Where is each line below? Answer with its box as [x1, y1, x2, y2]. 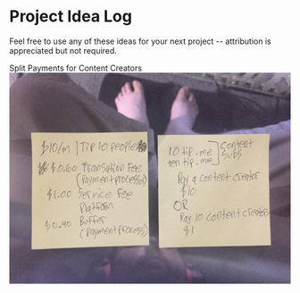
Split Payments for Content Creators [9, 63, 143, 73]
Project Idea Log [9, 6, 132, 27]
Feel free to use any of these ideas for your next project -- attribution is [9, 36, 271, 46]
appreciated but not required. [9, 45, 118, 55]
